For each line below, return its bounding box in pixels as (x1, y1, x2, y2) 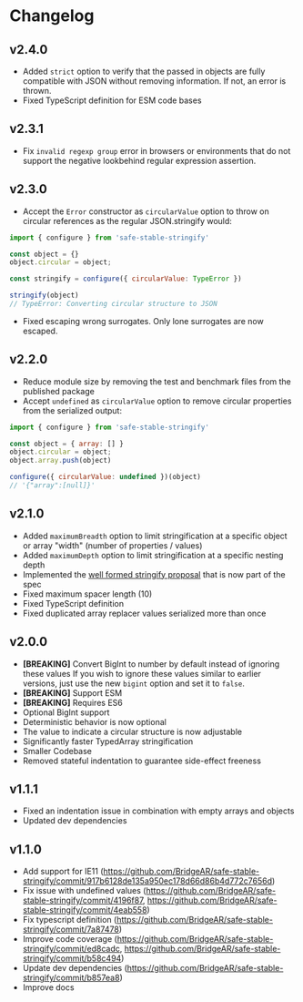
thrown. (22, 86, 52, 96)
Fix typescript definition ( (22, 915, 117, 925)
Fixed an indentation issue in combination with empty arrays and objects (22, 805, 295, 816)
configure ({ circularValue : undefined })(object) (9, 473, 202, 482)
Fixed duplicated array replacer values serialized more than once (22, 608, 267, 619)
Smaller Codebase (22, 745, 93, 756)
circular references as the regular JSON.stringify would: (22, 215, 232, 226)
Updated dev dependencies (22, 815, 127, 826)
